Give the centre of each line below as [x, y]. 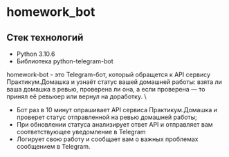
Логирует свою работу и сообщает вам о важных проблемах [107, 139]
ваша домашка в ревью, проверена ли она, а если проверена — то [106, 89]
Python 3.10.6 [36, 54]
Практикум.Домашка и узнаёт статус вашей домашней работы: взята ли [114, 82]
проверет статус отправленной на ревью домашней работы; [107, 117]
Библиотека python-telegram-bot [65, 61]
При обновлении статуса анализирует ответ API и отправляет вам [114, 124]
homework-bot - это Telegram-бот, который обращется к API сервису [109, 74]
